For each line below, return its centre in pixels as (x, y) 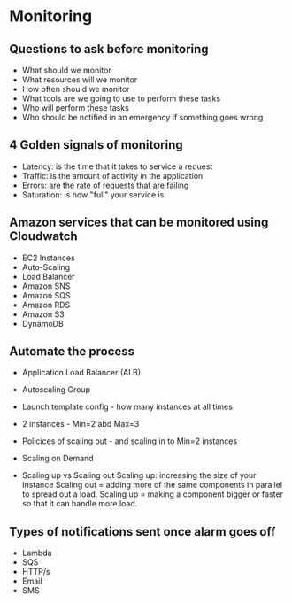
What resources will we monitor (80, 80)
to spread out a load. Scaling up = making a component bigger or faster (152, 494)
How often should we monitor (76, 89)
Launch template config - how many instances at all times (127, 407)
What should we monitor (67, 70)
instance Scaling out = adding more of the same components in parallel (152, 485)
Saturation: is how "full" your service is (93, 194)
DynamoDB (42, 323)
